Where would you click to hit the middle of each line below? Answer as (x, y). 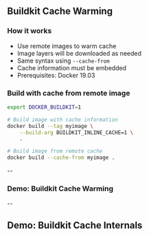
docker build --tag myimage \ (50, 126)
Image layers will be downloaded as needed (79, 53)
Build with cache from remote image (69, 93)
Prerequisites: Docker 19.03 (56, 75)
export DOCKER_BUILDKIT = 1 (44, 107)
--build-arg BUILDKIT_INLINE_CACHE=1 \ (77, 132)
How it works (30, 31)
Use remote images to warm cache (67, 46)
